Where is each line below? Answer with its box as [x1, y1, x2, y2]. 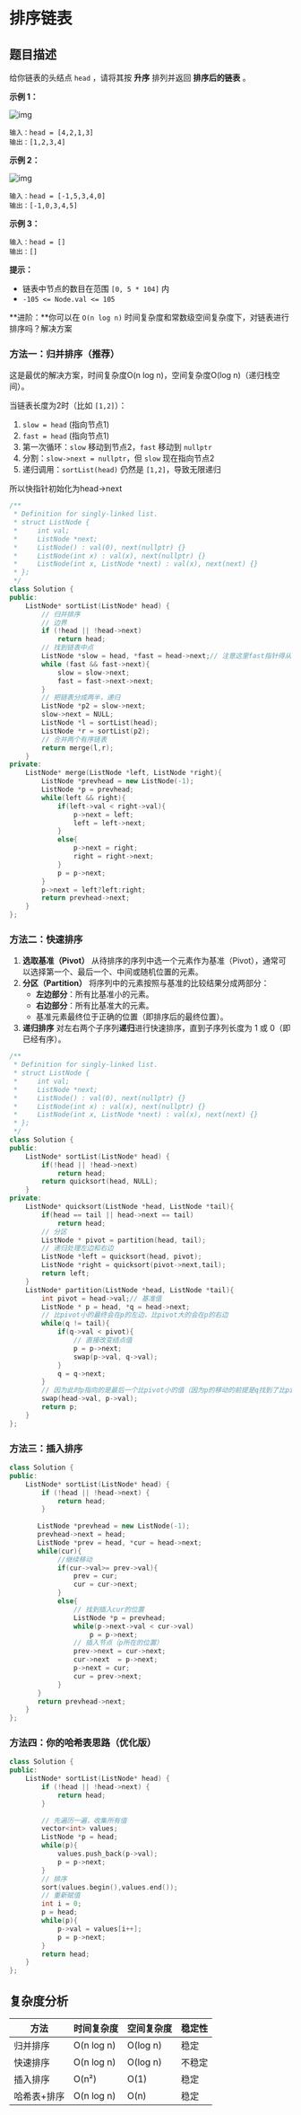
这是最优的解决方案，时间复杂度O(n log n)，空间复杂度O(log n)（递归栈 [9, 370, 273, 381]
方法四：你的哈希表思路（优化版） [9, 1737, 157, 1749]
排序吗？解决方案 [9, 323, 73, 333]
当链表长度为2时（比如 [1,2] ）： [9, 401, 127, 411]
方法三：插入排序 [9, 1442, 83, 1455]
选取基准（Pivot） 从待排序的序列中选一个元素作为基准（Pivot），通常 [21, 956, 279, 966]
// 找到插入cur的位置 [73, 1605, 145, 1614]
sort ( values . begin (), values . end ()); [41, 1882, 178, 1891]
